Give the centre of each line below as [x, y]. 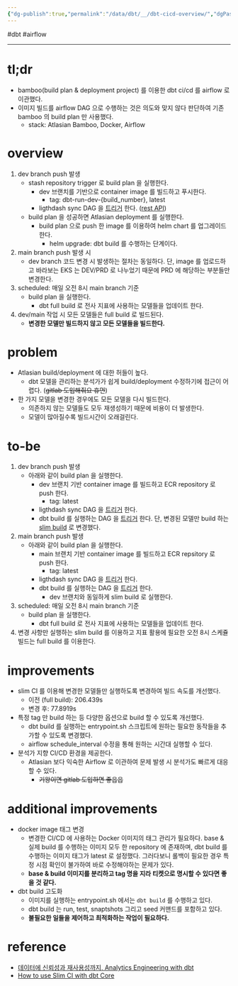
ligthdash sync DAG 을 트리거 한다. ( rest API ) [103, 208]
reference [37, 947]
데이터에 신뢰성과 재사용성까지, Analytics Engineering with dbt [106, 968]
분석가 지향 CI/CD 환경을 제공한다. [65, 753]
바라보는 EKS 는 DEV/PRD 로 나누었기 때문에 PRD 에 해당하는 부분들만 [133, 270]
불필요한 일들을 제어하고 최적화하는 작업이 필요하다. [99, 918]
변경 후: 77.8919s [52, 709]
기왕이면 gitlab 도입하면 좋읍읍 [81, 780]
